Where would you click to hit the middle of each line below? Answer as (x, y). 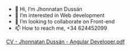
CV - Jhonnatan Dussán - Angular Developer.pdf (65, 42)
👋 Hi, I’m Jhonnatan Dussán (49, 9)
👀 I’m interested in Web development (60, 15)
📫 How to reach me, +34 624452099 (61, 28)
